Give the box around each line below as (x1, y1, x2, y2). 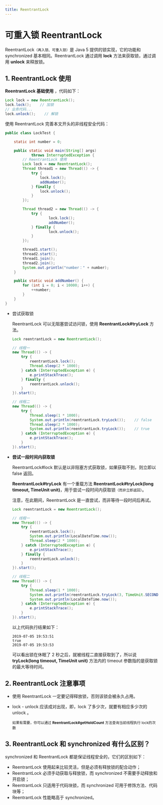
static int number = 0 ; (14, 139, 62, 144)
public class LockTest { (5, 130, 55, 135)
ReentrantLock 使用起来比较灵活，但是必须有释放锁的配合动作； (12, 764, 141, 770)
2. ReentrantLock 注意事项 (5, 680, 86, 688)
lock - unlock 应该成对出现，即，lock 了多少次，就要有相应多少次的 (12, 703, 147, 709)
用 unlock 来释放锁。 (5, 59, 48, 65)
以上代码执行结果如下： (12, 624, 59, 630)
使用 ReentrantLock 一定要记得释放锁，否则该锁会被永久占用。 (12, 693, 138, 699)
